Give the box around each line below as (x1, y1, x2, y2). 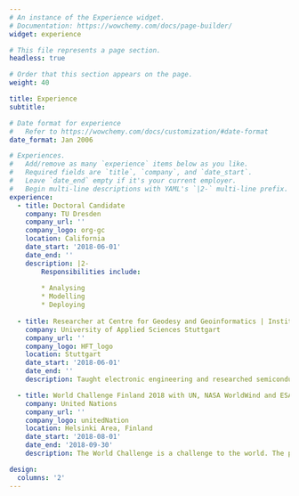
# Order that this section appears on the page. (9, 70, 193, 79)
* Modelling (41, 292, 86, 301)
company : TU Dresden (25, 209, 101, 218)
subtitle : (9, 102, 46, 111)
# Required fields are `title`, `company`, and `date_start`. (9, 168, 253, 177)
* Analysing (41, 284, 86, 293)
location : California (25, 234, 105, 243)
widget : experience (9, 29, 82, 38)
